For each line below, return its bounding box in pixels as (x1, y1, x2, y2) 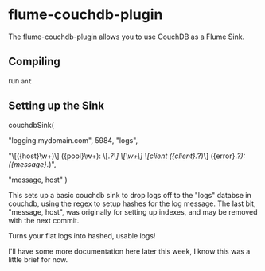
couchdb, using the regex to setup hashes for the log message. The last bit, (8, 199, 256, 208)
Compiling (8, 55, 61, 68)
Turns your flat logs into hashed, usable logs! (8, 230, 156, 240)
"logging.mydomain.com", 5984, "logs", (8, 135, 138, 145)
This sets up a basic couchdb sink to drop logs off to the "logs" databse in (8, 190, 252, 199)
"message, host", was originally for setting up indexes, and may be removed (8, 207, 258, 216)
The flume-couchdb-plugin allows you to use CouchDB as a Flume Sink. (8, 32, 245, 41)
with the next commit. (8, 215, 80, 225)
